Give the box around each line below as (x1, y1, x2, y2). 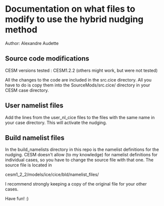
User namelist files (5, 102, 64, 110)
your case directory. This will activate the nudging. (5, 120, 107, 125)
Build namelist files (5, 133, 65, 142)
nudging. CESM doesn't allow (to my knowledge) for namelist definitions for (5, 152, 158, 158)
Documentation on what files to (5, 3, 136, 15)
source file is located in (5, 162, 52, 168)
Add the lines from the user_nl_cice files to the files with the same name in (5, 114, 155, 120)
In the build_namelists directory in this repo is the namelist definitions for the (5, 146, 159, 152)
